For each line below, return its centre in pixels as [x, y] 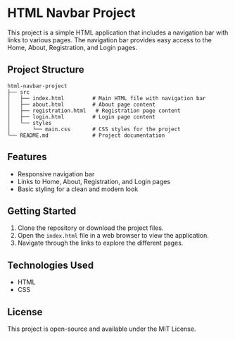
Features [27, 157]
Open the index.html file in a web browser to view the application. [113, 236]
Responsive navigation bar [56, 174]
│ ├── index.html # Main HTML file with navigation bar [107, 98]
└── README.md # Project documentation [86, 135]
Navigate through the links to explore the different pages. [100, 243]
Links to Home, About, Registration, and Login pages [94, 181]
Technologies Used [50, 265]
